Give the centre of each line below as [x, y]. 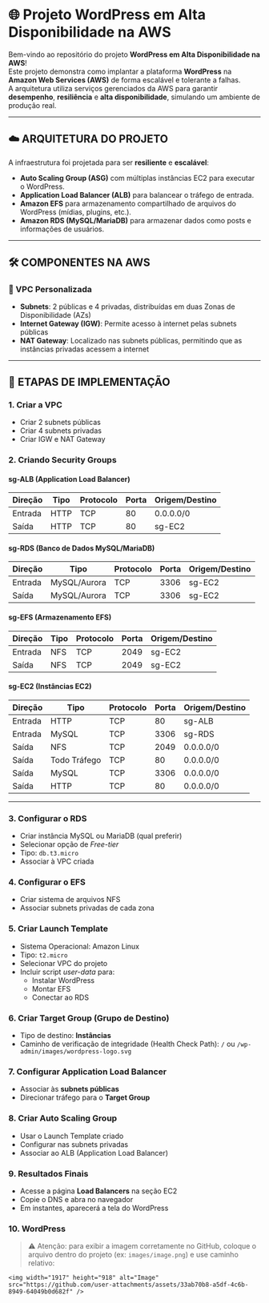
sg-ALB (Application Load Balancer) [69, 479]
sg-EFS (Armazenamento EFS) [60, 617]
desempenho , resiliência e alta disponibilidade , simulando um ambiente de [134, 97]
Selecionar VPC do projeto [64, 963]
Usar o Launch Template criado [72, 1136]
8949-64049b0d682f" [41, 1292]
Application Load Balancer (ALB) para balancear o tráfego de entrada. [137, 194]
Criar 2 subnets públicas [60, 423]
